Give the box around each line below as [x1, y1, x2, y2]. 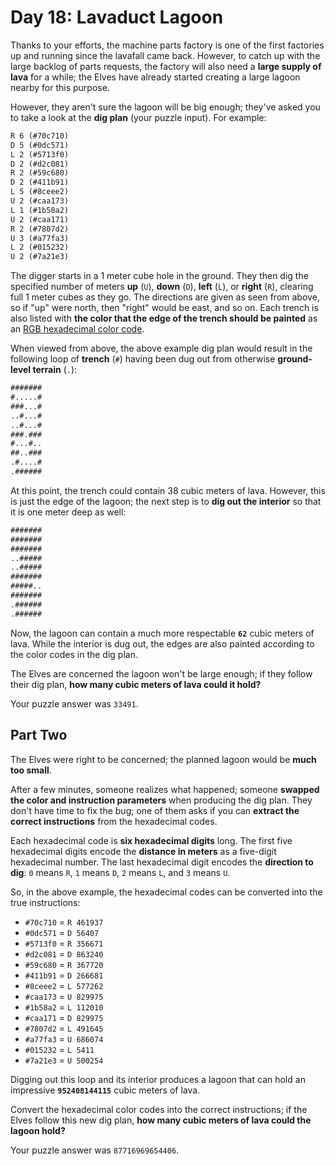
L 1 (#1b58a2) [10, 205, 70, 215]
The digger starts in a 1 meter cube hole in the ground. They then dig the [10, 270, 309, 282]
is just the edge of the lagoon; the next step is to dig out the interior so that [10, 495, 322, 507]
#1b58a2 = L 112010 [24, 1001, 104, 1013]
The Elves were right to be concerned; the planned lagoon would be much [10, 753, 317, 765]
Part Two [10, 727, 68, 744]
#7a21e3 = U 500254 [24, 1054, 104, 1066]
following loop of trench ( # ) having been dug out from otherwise [10, 353, 276, 365]
